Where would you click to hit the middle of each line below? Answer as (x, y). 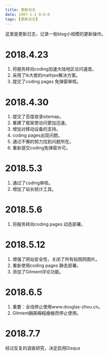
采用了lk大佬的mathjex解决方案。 (46, 75)
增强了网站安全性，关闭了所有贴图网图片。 (56, 259)
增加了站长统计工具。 (34, 189)
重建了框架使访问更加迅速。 (41, 123)
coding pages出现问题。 (37, 135)
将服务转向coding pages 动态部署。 (49, 224)
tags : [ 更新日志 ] (22, 19)
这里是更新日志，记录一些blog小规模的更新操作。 (55, 34)
